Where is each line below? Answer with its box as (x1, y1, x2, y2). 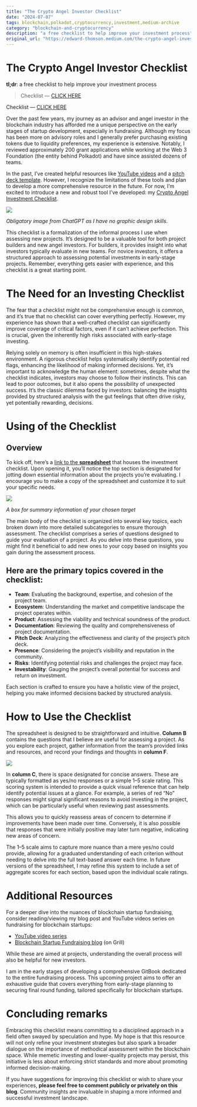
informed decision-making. (6, 1064, 72, 1071)
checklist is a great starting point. (6, 266, 87, 274)
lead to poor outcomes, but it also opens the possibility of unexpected (6, 380, 175, 387)
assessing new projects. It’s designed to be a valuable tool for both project (6, 235, 186, 242)
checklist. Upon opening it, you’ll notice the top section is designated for (6, 465, 181, 472)
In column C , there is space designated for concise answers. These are (6, 771, 179, 778)
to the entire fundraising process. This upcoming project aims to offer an (6, 974, 182, 981)
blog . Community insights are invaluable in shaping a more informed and (6, 1088, 182, 1095)
